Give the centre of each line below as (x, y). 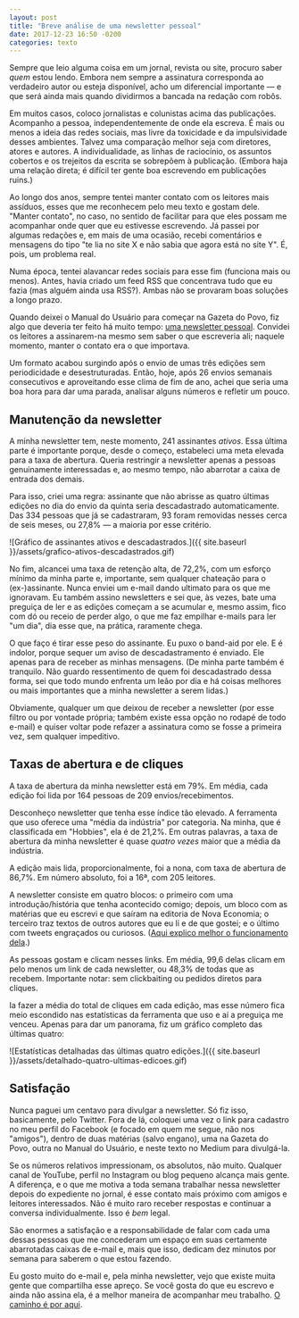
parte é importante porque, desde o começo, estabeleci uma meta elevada (146, 451)
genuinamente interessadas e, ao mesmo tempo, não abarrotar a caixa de (145, 470)
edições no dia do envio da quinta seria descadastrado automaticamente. (144, 506)
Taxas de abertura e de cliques (97, 764)
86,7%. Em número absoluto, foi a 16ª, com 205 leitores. (112, 877)
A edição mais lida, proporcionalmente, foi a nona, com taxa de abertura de (148, 868)
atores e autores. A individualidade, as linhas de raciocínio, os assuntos (141, 152)
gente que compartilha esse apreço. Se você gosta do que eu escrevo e (142, 1285)
